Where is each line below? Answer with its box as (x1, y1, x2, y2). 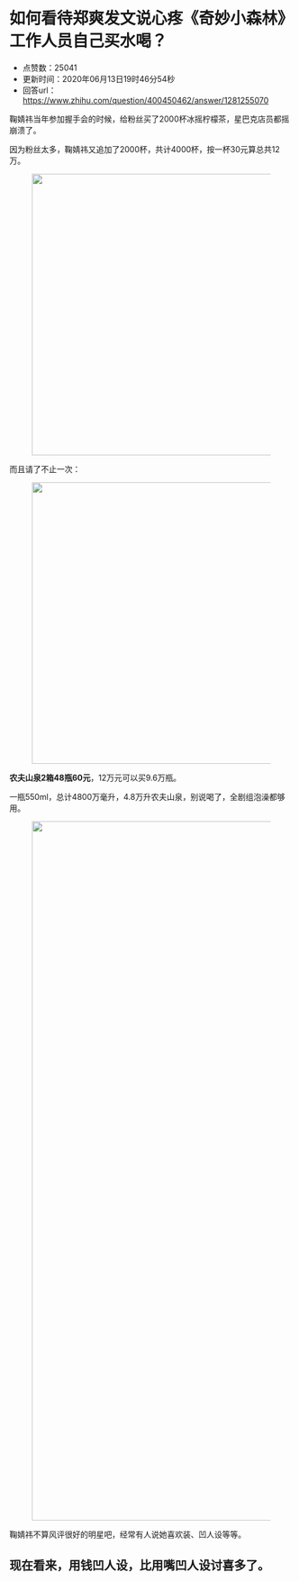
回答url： (22, 85, 57, 95)
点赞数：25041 (22, 62, 77, 73)
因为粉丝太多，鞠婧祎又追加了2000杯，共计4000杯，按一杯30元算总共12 (9, 143, 281, 154)
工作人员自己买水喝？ (9, 31, 168, 51)
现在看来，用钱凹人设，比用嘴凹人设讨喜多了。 (9, 1558, 270, 1573)
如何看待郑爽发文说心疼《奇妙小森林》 (9, 8, 294, 29)
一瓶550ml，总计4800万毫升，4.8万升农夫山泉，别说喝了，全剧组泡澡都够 (9, 791, 285, 802)
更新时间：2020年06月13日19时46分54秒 (22, 73, 176, 84)
